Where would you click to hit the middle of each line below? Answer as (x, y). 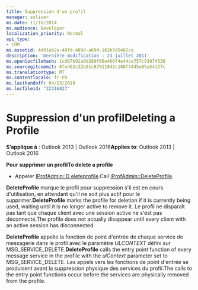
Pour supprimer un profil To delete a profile (60, 165)
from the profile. (26, 281)
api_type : (18, 39)
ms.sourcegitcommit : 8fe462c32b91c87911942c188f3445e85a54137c (86, 67)
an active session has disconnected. (51, 225)
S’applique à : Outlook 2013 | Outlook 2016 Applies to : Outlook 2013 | (90, 147)
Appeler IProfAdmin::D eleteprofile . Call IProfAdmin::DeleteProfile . (94, 176)
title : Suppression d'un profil (46, 12)
